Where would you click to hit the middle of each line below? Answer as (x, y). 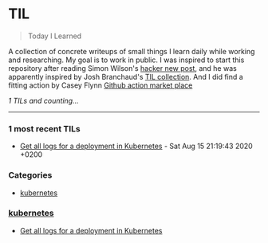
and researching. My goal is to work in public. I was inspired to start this (126, 60)
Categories (30, 175)
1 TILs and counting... (43, 100)
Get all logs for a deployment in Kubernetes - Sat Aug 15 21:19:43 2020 (136, 146)
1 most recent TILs (45, 128)
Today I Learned (55, 36)
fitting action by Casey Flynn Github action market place (100, 85)
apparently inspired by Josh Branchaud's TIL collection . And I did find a (126, 76)
